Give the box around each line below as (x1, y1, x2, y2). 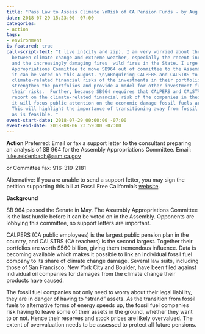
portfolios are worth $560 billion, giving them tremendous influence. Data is (6, 244, 196, 251)
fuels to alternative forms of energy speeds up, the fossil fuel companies (6, 302, 189, 309)
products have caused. (6, 276, 64, 284)
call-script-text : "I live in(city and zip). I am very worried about (6, 49, 190, 55)
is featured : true (6, 43, 53, 50)
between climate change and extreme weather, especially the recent (12, 54, 190, 61)
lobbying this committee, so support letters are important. (6, 220, 151, 227)
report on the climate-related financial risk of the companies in (12, 94, 187, 100)
